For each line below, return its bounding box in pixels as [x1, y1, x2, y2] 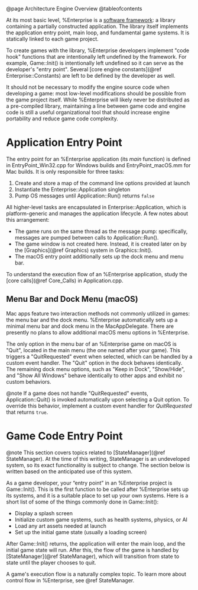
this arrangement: [6, 216, 50, 223]
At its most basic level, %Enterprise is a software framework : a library [6, 17, 176, 23]
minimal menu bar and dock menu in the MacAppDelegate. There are [6, 323, 174, 330]
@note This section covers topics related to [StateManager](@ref [6, 449, 165, 456]
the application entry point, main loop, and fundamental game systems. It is [6, 29, 190, 36]
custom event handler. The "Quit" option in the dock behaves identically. [6, 359, 183, 366]
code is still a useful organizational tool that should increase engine [6, 109, 170, 116]
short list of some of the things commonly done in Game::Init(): [6, 498, 159, 505]
